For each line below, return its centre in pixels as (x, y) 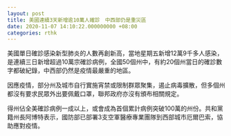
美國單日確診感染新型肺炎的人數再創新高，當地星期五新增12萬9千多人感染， (115, 53)
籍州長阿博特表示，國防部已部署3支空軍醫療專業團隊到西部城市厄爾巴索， (112, 117)
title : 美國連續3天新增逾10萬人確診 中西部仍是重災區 (77, 20)
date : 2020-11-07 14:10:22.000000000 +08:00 (72, 26)
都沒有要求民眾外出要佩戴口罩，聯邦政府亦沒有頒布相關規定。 (95, 94)
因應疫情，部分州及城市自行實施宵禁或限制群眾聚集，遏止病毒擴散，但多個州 (116, 85)
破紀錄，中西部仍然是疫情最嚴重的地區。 (77, 70)
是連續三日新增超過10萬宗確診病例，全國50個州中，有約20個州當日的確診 (112, 62)
